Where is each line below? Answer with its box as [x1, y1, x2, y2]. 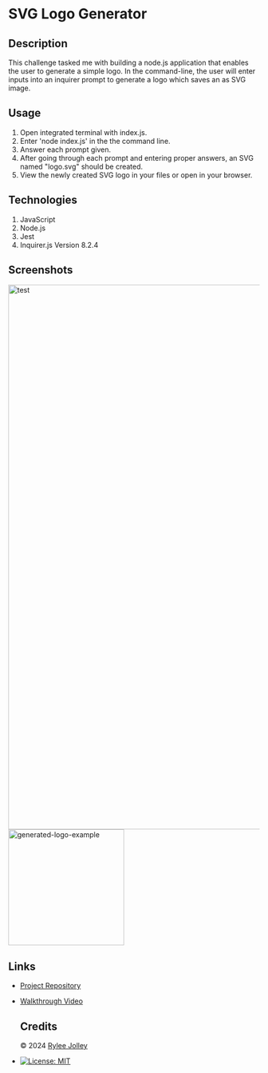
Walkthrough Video [19, 996, 84, 1006]
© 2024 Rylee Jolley [19, 1041, 88, 1051]
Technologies [8, 193, 78, 207]
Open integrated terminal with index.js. [19, 127, 148, 137]
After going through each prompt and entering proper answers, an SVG [19, 153, 254, 162]
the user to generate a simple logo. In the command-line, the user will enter [8, 66, 256, 76]
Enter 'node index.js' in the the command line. [19, 136, 171, 146]
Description [8, 37, 68, 50]
